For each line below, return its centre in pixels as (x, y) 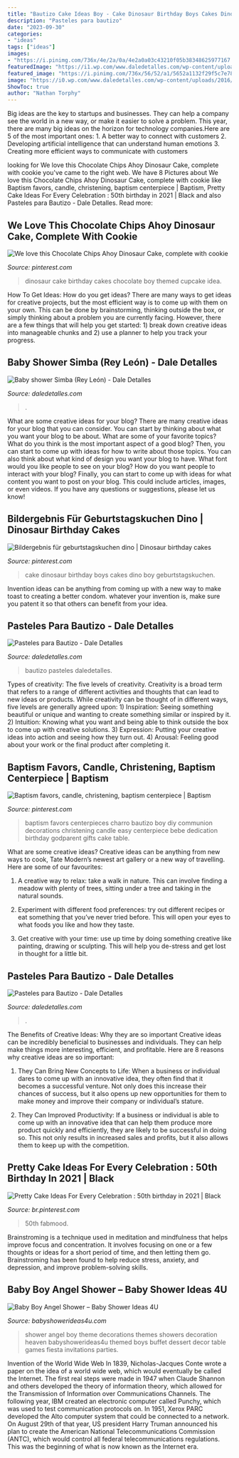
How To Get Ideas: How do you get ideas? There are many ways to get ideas (119, 294)
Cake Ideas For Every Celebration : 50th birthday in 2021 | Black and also (115, 196)
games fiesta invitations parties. (71, 1349)
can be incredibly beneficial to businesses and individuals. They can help (115, 1042)
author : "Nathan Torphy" (44, 93)
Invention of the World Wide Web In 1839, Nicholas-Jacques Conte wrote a (117, 1363)
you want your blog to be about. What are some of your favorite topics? (112, 436)
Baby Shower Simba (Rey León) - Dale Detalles (112, 362)
